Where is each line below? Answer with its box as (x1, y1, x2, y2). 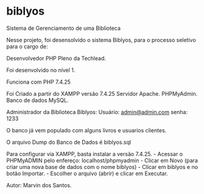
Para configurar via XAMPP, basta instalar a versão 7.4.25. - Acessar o (6, 150, 183, 157)
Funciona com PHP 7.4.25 (6, 78, 71, 85)
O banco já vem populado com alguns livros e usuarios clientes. (6, 126, 167, 134)
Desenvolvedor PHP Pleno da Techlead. (6, 54, 107, 62)
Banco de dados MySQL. (6, 96, 69, 104)
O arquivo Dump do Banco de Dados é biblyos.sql (6, 138, 132, 146)
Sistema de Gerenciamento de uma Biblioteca (6, 24, 121, 32)
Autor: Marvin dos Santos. (6, 181, 72, 189)
